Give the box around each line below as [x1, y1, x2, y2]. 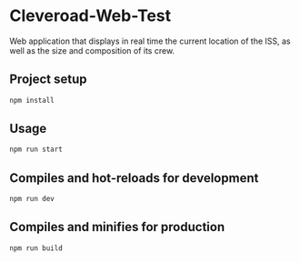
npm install [9, 96, 55, 105]
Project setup [9, 72, 88, 87]
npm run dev [9, 195, 55, 204]
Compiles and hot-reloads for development [9, 170, 259, 186]
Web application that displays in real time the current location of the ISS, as [9, 35, 291, 46]
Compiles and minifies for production [9, 219, 225, 235]
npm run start [9, 145, 64, 155]
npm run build [9, 243, 64, 253]
